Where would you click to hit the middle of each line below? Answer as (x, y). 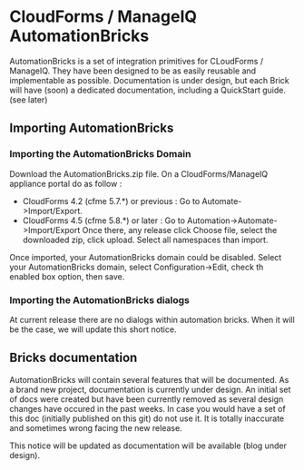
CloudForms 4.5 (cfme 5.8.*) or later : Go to (104, 220)
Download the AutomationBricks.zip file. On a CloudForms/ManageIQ (139, 173)
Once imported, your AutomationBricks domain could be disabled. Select (146, 257)
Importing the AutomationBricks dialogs (100, 299)
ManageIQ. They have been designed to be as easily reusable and (133, 71)
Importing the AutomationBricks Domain (100, 154)
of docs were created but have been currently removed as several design (147, 399)
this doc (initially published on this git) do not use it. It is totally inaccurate (147, 418)
